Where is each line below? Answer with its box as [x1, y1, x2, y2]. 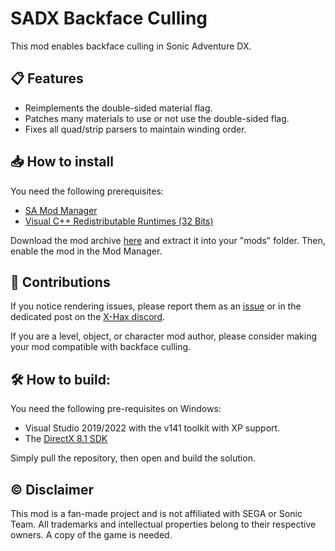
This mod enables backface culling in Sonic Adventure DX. [10, 40, 252, 52]
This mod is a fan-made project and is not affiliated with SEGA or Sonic [10, 508, 303, 519]
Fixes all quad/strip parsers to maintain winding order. [24, 123, 247, 135]
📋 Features [10, 70, 84, 87]
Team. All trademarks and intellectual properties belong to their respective [10, 518, 317, 530]
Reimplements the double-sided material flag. [24, 102, 213, 114]
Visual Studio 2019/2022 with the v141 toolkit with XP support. [24, 422, 281, 434]
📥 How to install [10, 153, 114, 171]
